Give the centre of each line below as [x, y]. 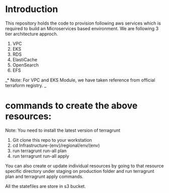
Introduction [32, 9]
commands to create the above [71, 106]
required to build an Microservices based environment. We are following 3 [82, 28]
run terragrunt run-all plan [39, 151]
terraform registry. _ [26, 85]
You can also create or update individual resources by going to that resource [84, 166]
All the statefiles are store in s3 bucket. [46, 186]
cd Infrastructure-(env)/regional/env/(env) [56, 145]
